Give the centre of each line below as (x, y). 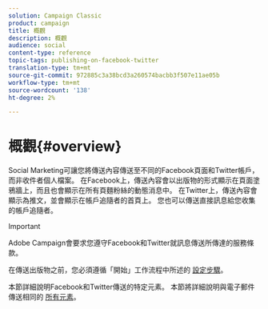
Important (24, 227)
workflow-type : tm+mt (44, 82)
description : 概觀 (38, 38)
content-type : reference (50, 53)
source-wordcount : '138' (50, 90)
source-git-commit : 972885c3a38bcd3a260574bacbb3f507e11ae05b (114, 75)
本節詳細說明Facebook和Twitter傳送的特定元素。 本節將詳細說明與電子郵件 (132, 287)
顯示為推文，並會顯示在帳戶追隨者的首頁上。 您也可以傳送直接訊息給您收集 (132, 200)
